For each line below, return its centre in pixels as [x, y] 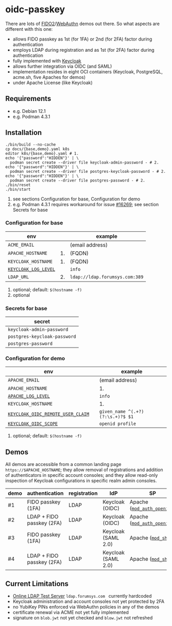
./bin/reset [18, 185]
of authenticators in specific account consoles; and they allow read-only [82, 475]
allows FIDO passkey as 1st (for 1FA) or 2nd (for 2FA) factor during [82, 39]
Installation [24, 133]
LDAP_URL [18, 277]
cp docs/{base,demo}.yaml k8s [38, 149]
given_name [112, 412]
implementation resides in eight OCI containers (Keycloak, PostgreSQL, [88, 72]
